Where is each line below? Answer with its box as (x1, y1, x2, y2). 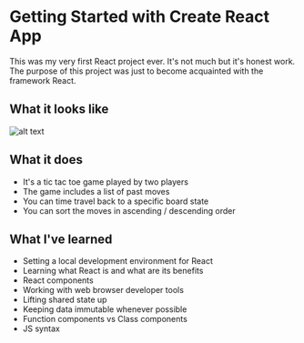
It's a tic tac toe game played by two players (22, 176, 189, 187)
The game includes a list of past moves (22, 186, 170, 197)
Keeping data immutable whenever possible (22, 304, 187, 315)
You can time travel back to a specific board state (22, 196, 209, 207)
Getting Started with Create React (9, 6, 270, 27)
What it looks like (9, 102, 109, 117)
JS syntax (22, 323, 61, 334)
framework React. (9, 75, 76, 86)
